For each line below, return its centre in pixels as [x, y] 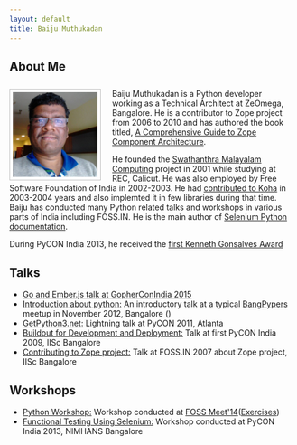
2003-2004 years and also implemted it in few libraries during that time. [143, 198]
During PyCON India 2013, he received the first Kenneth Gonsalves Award [146, 244]
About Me [37, 66]
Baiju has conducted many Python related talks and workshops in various [146, 207]
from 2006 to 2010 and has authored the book [198, 123]
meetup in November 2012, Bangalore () [97, 314]
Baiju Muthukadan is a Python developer [187, 94]
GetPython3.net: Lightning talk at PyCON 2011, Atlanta [123, 323]
